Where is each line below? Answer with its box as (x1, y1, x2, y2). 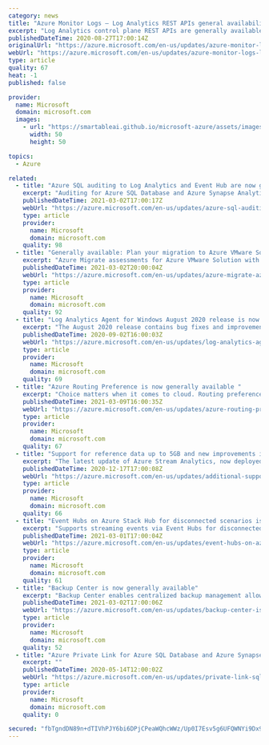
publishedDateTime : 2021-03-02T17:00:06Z (22, 598, 163, 607)
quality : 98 (22, 241, 62, 249)
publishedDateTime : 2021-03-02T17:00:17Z (22, 197, 163, 205)
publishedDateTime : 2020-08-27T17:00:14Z (8, 34, 149, 42)
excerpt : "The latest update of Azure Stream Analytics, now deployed (22, 457, 263, 465)
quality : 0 (22, 711, 59, 719)
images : (15, 115, 42, 124)
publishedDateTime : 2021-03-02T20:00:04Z (22, 264, 163, 272)
